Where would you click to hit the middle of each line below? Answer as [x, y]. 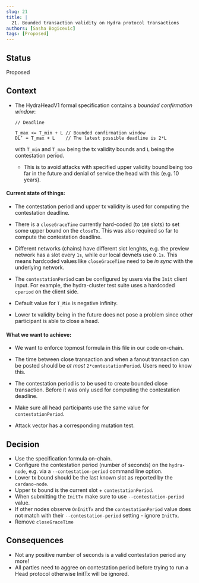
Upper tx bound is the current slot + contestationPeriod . [84, 490]
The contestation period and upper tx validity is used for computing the [102, 206]
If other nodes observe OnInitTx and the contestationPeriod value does [103, 509]
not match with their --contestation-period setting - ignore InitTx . [97, 515]
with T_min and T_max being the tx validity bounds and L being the [94, 149]
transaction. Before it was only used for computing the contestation [97, 390]
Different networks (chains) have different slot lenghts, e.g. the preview [102, 248]
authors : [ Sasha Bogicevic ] [41, 28]
